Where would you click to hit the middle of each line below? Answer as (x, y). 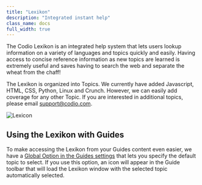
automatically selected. (36, 175)
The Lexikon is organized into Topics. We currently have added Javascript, (100, 84)
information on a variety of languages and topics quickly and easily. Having (101, 53)
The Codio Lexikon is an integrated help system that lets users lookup (94, 46)
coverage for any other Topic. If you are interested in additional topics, (95, 97)
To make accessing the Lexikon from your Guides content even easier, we (99, 150)
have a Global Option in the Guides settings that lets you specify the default (101, 156)
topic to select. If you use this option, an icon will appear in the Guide (93, 162)
